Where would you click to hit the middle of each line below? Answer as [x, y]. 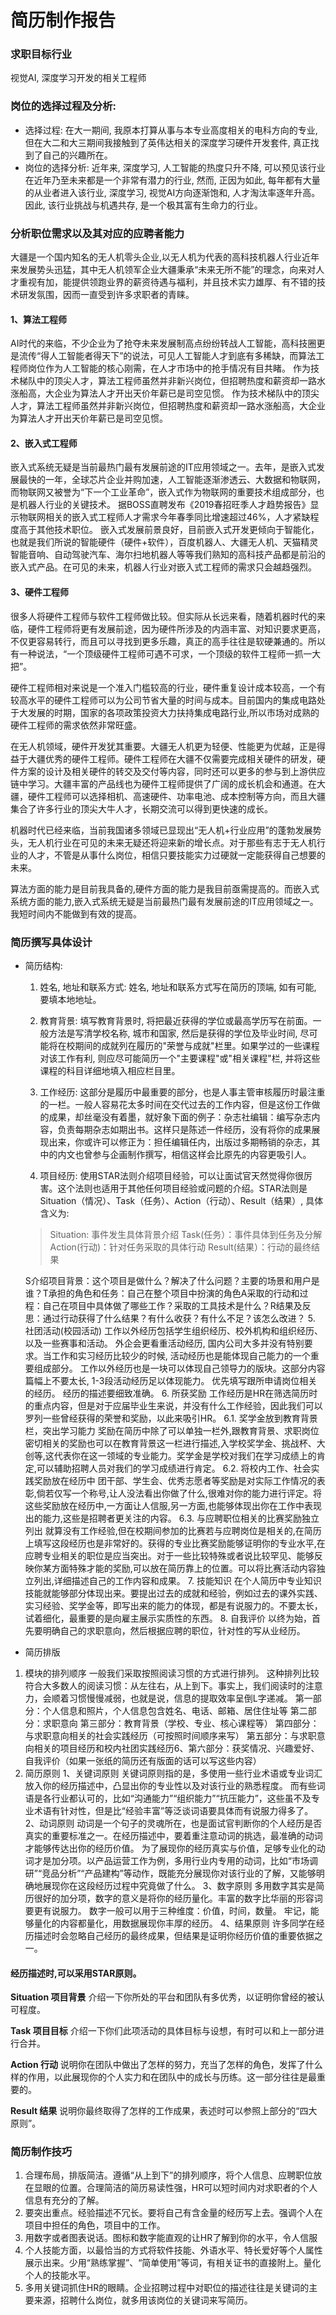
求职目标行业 [41, 54]
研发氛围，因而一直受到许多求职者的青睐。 [106, 295]
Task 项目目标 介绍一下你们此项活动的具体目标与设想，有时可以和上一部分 [163, 2031]
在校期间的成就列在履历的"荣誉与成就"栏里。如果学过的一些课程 [188, 1045]
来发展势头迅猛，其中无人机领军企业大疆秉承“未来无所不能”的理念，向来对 [163, 270]
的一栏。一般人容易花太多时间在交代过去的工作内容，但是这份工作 [175, 1104]
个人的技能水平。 [60, 2275]
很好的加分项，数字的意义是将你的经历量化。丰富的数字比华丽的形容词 [178, 1898]
